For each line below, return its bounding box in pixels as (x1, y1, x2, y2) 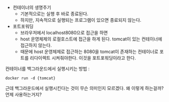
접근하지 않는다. (20, 42, 52, 48)
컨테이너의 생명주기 (12, 5, 51, 10)
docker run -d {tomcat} (5, 76, 56, 81)
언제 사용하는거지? (5, 91, 42, 97)
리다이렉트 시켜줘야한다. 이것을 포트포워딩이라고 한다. (30, 55, 136, 61)
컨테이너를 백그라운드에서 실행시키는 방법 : (5, 66, 90, 72)
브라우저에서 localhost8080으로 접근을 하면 (20, 30, 108, 35)
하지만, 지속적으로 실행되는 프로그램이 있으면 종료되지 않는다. (20, 17, 142, 23)
